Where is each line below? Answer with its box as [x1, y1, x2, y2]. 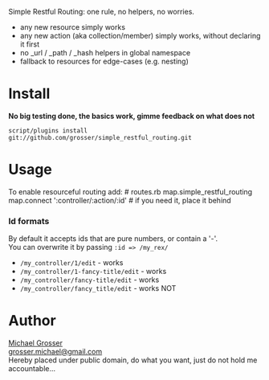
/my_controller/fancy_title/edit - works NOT [19, 284, 177, 293]
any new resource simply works [19, 22, 126, 31]
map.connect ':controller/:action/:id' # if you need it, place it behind [8, 195, 231, 205]
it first [19, 39, 40, 49]
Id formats [8, 215, 50, 227]
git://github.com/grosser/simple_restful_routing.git [8, 133, 193, 141]
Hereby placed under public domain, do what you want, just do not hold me [8, 355, 258, 365]
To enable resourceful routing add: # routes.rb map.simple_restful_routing [8, 186, 253, 196]
